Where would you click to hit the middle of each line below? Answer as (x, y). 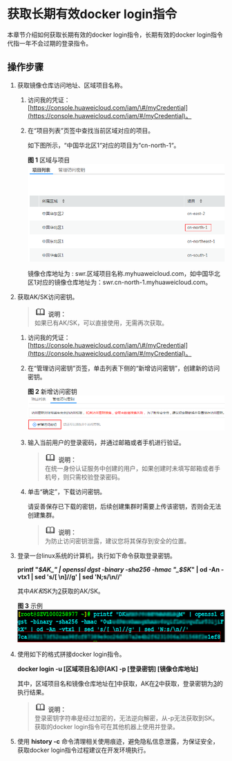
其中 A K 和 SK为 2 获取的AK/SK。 (61, 591)
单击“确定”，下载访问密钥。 (66, 491)
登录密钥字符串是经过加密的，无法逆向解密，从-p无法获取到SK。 (126, 718)
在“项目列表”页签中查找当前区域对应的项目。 (90, 130)
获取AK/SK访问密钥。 (48, 297)
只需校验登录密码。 (96, 477)
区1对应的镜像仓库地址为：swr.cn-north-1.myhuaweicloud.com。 (119, 282)
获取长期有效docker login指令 (92, 14)
